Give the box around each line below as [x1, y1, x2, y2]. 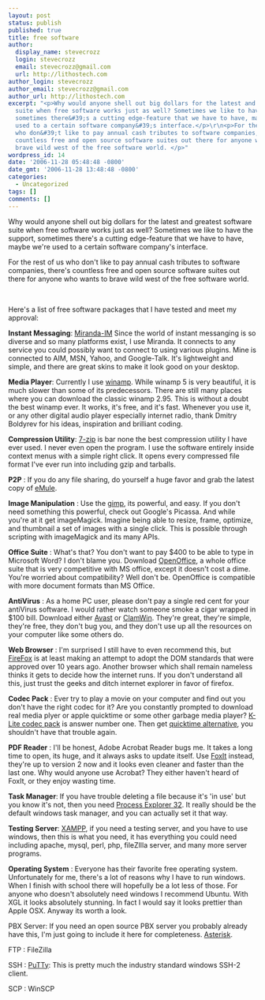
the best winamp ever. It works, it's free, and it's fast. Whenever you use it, [8, 402, 252, 411]
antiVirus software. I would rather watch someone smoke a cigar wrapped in [8, 605, 256, 614]
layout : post [8, 11, 51, 20]
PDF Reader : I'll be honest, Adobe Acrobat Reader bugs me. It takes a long [8, 743, 253, 752]
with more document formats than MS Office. [8, 581, 155, 590]
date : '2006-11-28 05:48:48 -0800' [8, 159, 125, 167]
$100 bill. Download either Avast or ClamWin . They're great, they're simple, [8, 612, 252, 622]
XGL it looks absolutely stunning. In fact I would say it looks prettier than [8, 897, 243, 907]
